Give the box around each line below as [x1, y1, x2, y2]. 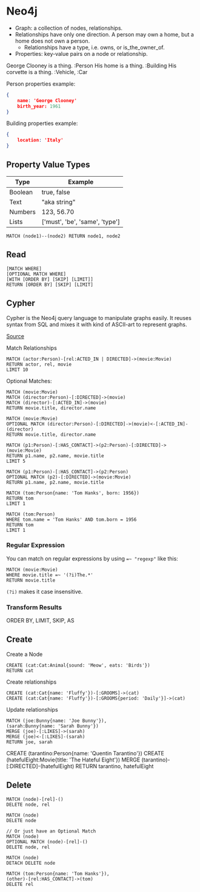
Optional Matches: [6, 377, 52, 384]
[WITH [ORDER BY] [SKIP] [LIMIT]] [6, 276, 94, 282]
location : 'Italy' [17, 137, 64, 143]
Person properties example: [6, 80, 76, 87]
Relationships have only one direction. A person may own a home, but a [15, 30, 194, 38]
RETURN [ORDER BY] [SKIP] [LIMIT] [6, 281, 94, 288]
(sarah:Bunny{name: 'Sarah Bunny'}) [6, 723, 99, 729]
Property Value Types [6, 160, 90, 170]
